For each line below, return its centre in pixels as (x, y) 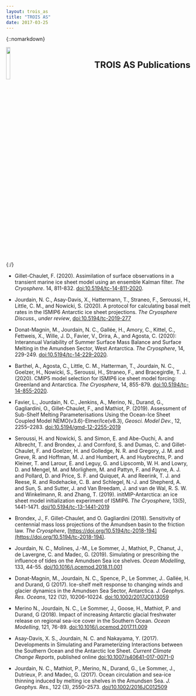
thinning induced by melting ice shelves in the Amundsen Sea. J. (92, 681)
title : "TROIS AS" (28, 17)
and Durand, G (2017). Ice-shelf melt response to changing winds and (99, 585)
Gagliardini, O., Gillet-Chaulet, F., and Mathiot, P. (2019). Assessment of (101, 408)
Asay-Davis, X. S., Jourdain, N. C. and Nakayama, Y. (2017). (87, 639)
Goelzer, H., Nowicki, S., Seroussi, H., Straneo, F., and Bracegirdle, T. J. (101, 372)
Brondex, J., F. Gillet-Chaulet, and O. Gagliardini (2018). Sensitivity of (97, 518)
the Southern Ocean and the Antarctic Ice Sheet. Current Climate (93, 651)
